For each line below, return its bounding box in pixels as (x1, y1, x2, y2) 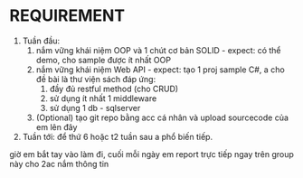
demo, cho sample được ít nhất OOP (35, 54, 172, 65)
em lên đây (35, 121, 78, 132)
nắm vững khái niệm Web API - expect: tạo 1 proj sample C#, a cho (35, 64, 285, 75)
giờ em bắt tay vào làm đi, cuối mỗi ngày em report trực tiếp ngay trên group (9, 148, 294, 159)
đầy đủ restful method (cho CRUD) (49, 83, 179, 94)
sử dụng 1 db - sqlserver (49, 102, 141, 113)
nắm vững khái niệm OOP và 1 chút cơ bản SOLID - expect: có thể (35, 44, 282, 55)
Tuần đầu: (22, 35, 61, 46)
